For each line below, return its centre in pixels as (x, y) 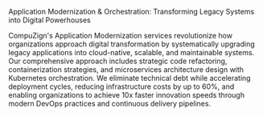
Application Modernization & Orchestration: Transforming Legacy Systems (131, 12)
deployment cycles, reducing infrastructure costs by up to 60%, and (121, 86)
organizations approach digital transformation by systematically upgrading (131, 44)
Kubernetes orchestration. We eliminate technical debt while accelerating (129, 78)
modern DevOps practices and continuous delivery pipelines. (110, 104)
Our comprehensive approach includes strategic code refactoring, (118, 61)
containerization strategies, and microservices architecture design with (126, 70)
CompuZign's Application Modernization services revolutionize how (121, 36)
